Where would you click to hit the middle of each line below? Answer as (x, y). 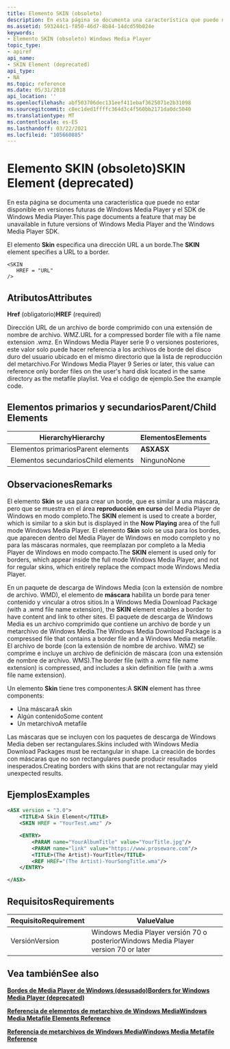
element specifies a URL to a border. (59, 252)
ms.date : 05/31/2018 (37, 90)
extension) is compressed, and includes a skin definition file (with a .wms (110, 667)
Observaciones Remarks (60, 485)
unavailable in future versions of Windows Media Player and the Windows (111, 224)
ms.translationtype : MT (41, 115)
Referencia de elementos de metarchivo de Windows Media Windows (107, 1011)
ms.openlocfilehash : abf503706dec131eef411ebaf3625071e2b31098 (99, 103)
